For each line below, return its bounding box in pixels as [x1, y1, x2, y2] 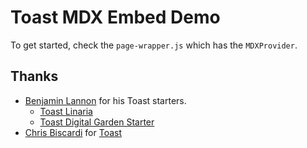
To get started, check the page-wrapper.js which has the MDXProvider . [10, 39, 298, 51]
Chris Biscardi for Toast [24, 126, 122, 138]
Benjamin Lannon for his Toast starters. [24, 94, 187, 106]
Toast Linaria [39, 105, 93, 117]
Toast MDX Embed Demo [10, 6, 221, 29]
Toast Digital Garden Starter [39, 116, 155, 128]
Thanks [10, 68, 59, 85]
